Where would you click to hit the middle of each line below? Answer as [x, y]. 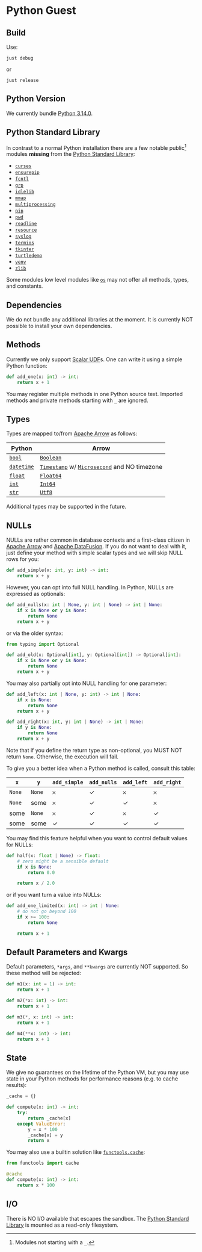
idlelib [24, 192]
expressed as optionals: [36, 594]
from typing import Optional [43, 644]
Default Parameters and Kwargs [67, 953]
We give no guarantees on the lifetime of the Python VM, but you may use [98, 1073]
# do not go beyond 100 [47, 912]
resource [26, 230]
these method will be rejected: [44, 973]
